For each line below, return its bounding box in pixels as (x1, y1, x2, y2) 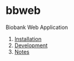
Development (14, 42, 48, 49)
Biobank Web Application (5, 24, 69, 31)
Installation (14, 35, 42, 42)
